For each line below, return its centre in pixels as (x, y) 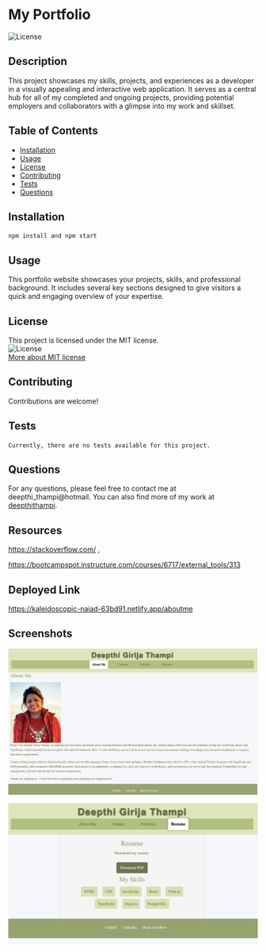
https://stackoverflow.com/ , (54, 549)
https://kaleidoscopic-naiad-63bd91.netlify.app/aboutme (101, 609)
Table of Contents (53, 131)
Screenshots (40, 634)
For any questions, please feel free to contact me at (92, 488)
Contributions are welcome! (53, 401)
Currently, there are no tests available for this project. (110, 445)
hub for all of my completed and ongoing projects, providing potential (121, 97)
